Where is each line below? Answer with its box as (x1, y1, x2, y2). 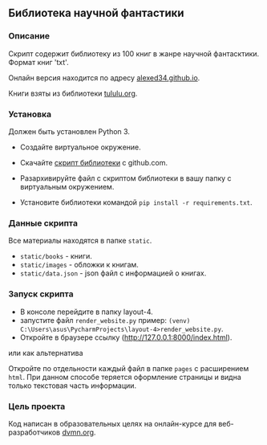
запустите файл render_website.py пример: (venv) (19, 315, 191, 325)
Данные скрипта (8, 217, 79, 228)
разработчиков (8, 427, 61, 437)
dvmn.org (62, 427, 95, 437)
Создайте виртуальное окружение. (19, 142, 142, 152)
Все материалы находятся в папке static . (8, 236, 152, 246)
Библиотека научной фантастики (8, 6, 184, 20)
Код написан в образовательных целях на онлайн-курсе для (8, 418, 216, 428)
